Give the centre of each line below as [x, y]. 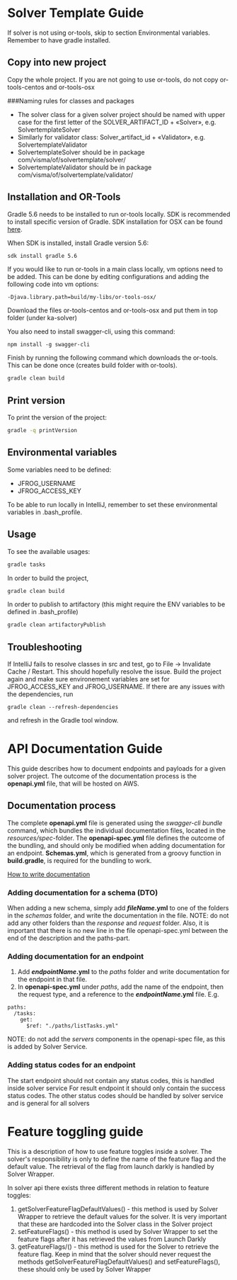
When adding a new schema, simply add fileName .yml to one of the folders [118, 908]
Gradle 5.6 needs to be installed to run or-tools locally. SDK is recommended [119, 214]
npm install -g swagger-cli [49, 345]
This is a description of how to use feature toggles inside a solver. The [110, 1151]
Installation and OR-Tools [64, 197]
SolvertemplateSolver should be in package [81, 152]
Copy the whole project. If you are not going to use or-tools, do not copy [113, 79]
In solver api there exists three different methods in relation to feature [108, 1187]
